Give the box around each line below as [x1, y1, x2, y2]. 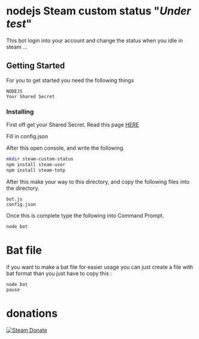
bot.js [6, 196, 23, 202]
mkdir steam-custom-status [6, 156, 74, 162]
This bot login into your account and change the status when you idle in [6, 37, 183, 44]
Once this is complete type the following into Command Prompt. [6, 212, 164, 219]
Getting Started [6, 61, 65, 71]
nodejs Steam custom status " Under [6, 4, 191, 18]
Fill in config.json [6, 133, 49, 140]
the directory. [6, 185, 40, 192]
